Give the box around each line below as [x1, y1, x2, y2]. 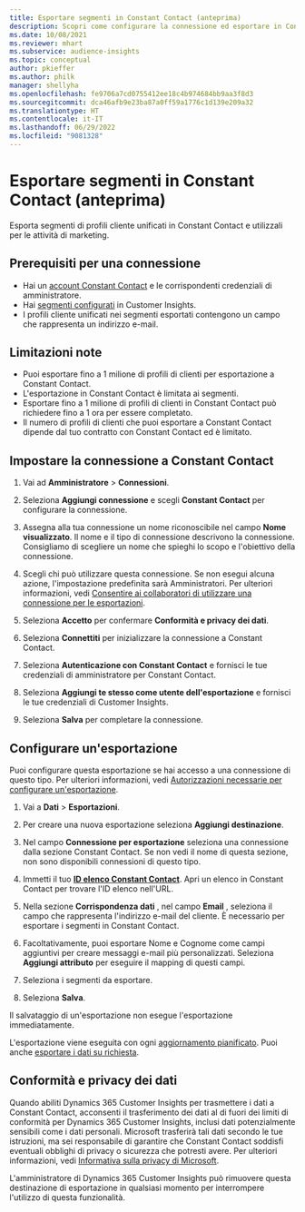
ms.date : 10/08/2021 [9, 30, 88, 39]
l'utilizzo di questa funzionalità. [9, 1191, 125, 1203]
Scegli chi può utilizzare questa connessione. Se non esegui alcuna [22, 568, 275, 579]
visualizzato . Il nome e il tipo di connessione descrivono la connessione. [22, 532, 295, 543]
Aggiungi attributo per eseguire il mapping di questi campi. [22, 957, 246, 968]
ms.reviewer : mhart [9, 38, 84, 48]
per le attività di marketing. [9, 229, 110, 241]
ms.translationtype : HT [9, 106, 100, 115]
